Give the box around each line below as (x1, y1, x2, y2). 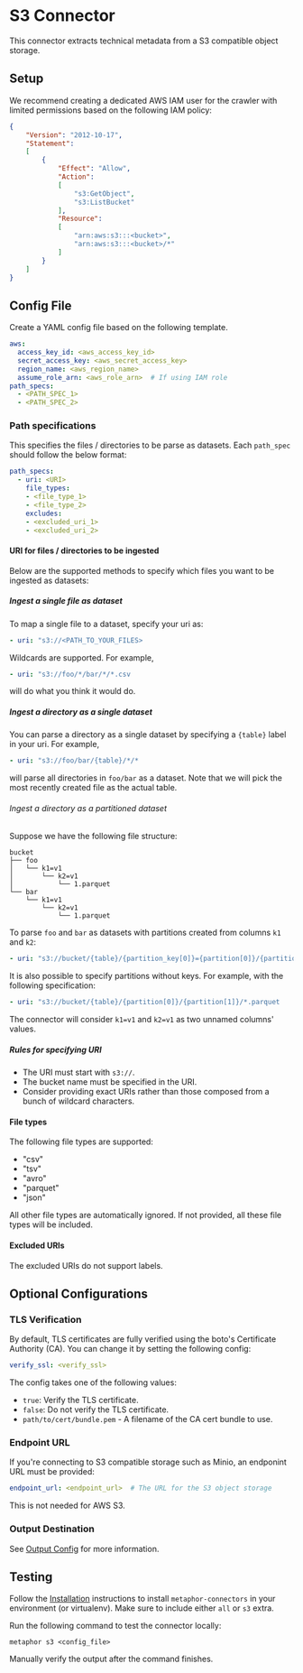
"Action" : (57, 172, 95, 181)
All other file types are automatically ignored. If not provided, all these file (9, 1210, 282, 1221)
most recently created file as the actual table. (9, 782, 178, 793)
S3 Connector (9, 5, 115, 26)
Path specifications (9, 420, 96, 432)
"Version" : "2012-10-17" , (25, 130, 124, 140)
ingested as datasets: (9, 575, 89, 586)
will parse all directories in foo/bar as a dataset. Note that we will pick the (9, 772, 282, 783)
